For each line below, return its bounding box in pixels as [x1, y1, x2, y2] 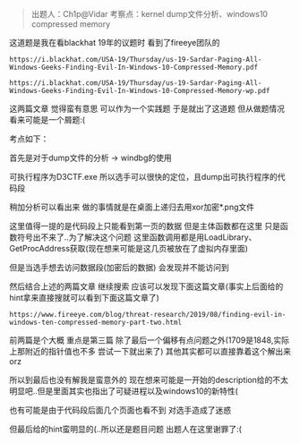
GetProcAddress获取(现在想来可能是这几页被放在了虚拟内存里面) [9, 243, 249, 253]
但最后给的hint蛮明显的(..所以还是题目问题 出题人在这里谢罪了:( [9, 424, 242, 434]
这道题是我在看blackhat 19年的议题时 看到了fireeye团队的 [9, 38, 220, 47]
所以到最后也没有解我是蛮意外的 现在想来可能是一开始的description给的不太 [9, 375, 289, 385]
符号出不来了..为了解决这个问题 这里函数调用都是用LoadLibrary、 [16, 232, 257, 243]
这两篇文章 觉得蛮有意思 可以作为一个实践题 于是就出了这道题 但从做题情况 [9, 103, 285, 114]
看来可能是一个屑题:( [9, 115, 86, 124]
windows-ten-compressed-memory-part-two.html [9, 318, 182, 327]
